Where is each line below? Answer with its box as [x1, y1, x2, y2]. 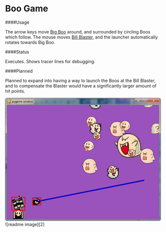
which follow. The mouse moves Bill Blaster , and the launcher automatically [5, 34, 158, 40]
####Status [5, 49, 30, 55]
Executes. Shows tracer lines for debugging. [5, 58, 95, 64]
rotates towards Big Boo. [5, 39, 55, 45]
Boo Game [5, 3, 48, 14]
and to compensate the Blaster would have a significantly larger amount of [5, 82, 157, 89]
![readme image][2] [5, 221, 45, 227]
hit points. [5, 88, 26, 94]
